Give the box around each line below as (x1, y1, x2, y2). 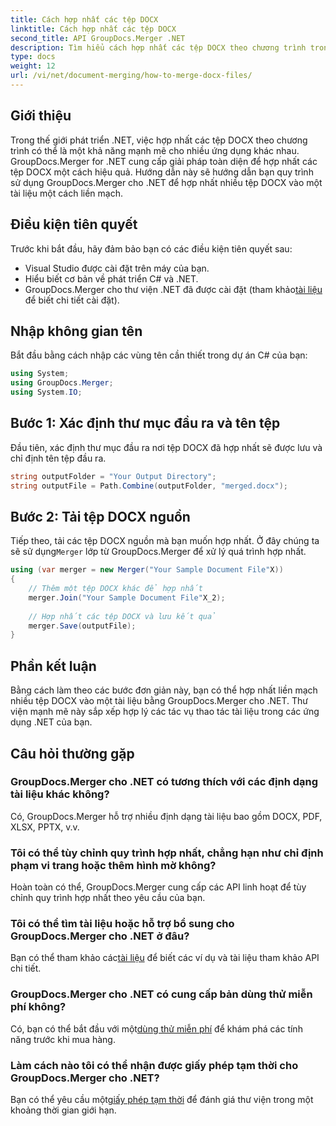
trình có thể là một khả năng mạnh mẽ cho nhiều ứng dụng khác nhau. (10, 144, 300, 156)
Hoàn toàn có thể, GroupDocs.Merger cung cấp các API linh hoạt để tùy (10, 881, 307, 893)
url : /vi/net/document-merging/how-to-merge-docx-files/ (10, 71, 253, 81)
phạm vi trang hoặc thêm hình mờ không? (10, 858, 217, 872)
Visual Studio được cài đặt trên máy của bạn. (24, 262, 210, 274)
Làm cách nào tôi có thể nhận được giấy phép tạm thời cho (10, 1058, 299, 1072)
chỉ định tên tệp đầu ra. (10, 452, 107, 464)
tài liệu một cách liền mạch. (10, 187, 123, 199)
